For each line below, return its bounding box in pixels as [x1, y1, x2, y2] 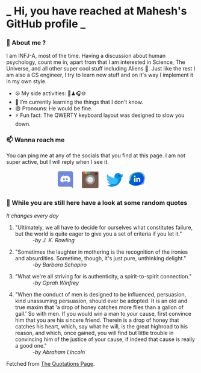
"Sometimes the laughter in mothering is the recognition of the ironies [14, 248, 188, 255]
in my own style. [6, 78, 47, 85]
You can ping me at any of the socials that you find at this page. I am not [6, 152, 185, 159]
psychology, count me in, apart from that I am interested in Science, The [6, 58, 185, 66]
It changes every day [6, 212, 59, 219]
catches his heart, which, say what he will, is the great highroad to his [14, 323, 188, 330]
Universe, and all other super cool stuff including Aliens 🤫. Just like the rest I [6, 65, 196, 72]
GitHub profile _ [6, 17, 86, 31]
